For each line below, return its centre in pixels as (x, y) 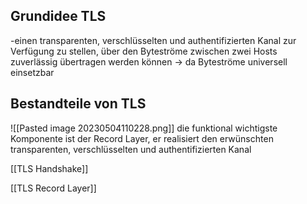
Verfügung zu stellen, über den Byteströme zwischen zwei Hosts (144, 51)
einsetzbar (32, 72)
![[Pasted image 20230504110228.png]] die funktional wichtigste (144, 128)
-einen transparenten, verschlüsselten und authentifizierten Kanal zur (153, 40)
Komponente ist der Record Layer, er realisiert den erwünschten (142, 138)
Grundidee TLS (58, 16)
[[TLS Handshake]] (49, 168)
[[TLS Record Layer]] (53, 188)
